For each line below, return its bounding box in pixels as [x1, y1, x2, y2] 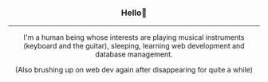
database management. [95, 49, 173, 59]
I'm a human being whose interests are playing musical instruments [23, 33, 245, 42]
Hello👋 [120, 7, 148, 18]
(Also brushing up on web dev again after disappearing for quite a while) [14, 65, 254, 75]
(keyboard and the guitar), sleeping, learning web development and [23, 41, 245, 51]
